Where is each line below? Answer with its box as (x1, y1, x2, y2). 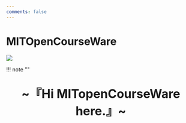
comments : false (6, 8, 47, 15)
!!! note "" (6, 65, 30, 73)
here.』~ (75, 103, 127, 119)
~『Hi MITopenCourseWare (21, 86, 181, 101)
